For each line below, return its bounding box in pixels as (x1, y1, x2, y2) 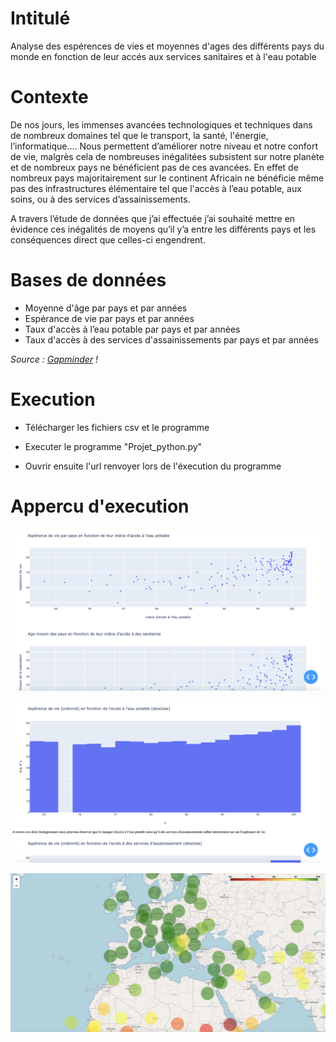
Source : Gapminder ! (10, 353, 99, 365)
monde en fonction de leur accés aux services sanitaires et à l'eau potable (10, 50, 317, 62)
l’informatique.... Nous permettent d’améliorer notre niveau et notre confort (10, 140, 318, 152)
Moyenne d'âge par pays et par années (24, 302, 188, 314)
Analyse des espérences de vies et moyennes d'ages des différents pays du (10, 40, 325, 52)
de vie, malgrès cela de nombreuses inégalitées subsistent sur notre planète (10, 150, 325, 162)
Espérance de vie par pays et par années (24, 312, 195, 324)
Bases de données (10, 269, 167, 292)
